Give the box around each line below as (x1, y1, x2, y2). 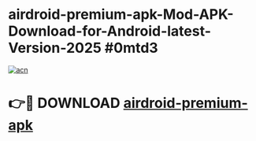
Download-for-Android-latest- (8, 22, 211, 40)
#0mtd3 (104, 39, 159, 57)
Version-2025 (8, 39, 102, 57)
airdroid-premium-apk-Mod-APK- (8, 6, 234, 24)
